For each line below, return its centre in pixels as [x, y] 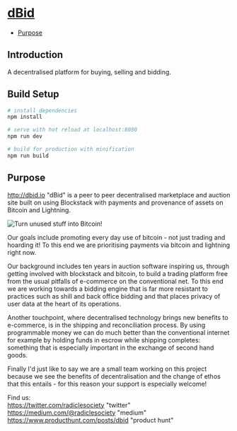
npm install [25, 117]
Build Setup [33, 94]
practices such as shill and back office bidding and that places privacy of [114, 296]
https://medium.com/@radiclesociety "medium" [77, 413]
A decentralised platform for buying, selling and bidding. [89, 71]
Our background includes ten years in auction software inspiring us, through [118, 266]
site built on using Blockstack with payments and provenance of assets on [116, 202]
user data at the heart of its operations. [64, 304]
